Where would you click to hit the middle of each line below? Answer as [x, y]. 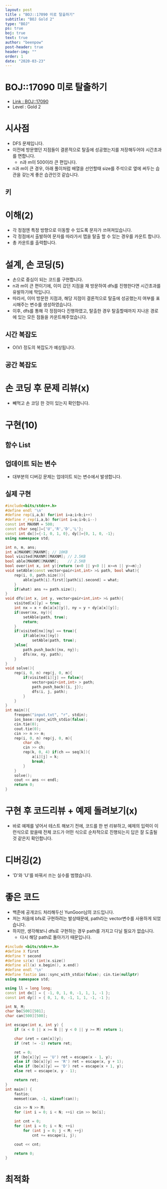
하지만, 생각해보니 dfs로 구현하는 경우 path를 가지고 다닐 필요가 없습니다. [83, 931]
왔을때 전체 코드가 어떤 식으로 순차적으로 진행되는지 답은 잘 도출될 [94, 832]
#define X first [22, 951]
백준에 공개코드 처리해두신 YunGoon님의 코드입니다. [63, 912]
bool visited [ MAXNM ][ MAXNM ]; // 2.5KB [45, 557]
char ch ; [32, 743]
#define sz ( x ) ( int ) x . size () [35, 961]
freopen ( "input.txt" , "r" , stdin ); [51, 715]
